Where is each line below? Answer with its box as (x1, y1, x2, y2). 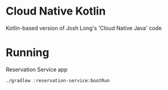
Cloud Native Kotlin (5, 4, 106, 18)
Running (5, 46, 49, 60)
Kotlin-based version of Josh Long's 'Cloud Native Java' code (5, 24, 163, 32)
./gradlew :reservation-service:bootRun (5, 77, 111, 83)
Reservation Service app (5, 66, 68, 73)
